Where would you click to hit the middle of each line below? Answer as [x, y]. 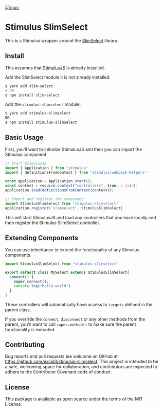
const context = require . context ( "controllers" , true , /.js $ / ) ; [72, 186]
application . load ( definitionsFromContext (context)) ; [60, 190]
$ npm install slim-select [32, 95]
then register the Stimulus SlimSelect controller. [53, 223]
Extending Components [42, 238]
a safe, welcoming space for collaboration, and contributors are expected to [81, 367]
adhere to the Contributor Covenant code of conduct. [58, 372]
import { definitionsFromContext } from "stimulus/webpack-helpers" [76, 172]
